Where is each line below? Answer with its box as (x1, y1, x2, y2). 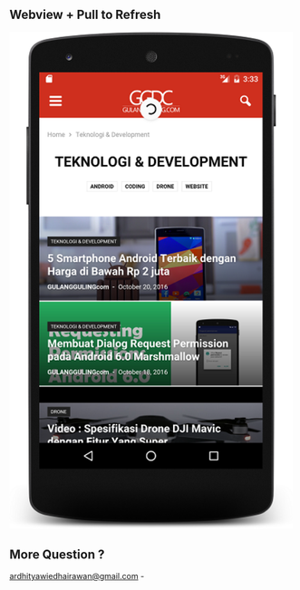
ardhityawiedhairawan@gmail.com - (9, 571, 145, 582)
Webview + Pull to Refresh (9, 7, 161, 23)
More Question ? (9, 546, 105, 562)
